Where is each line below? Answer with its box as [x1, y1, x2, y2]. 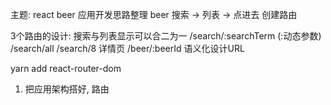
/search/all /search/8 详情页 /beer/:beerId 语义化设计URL [10, 43, 245, 54]
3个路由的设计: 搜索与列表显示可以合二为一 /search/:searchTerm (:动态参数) [10, 30, 322, 42]
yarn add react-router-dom [10, 63, 122, 74]
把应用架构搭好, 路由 [24, 83, 110, 95]
